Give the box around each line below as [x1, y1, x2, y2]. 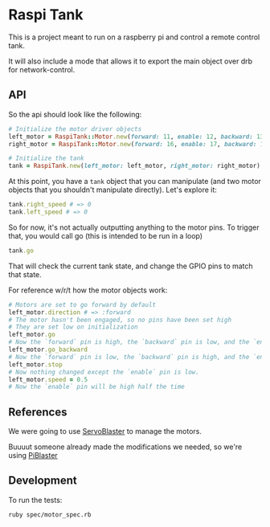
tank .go [8, 247, 35, 255]
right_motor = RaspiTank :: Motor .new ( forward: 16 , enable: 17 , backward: [8, 140, 257, 148]
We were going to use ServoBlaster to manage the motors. [8, 427, 202, 436]
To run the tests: [8, 495, 63, 505]
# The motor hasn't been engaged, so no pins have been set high [8, 316, 231, 324]
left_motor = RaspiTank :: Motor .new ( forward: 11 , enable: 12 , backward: [8, 133, 253, 141]
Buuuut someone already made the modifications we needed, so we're [8, 442, 243, 451]
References [8, 405, 67, 419]
